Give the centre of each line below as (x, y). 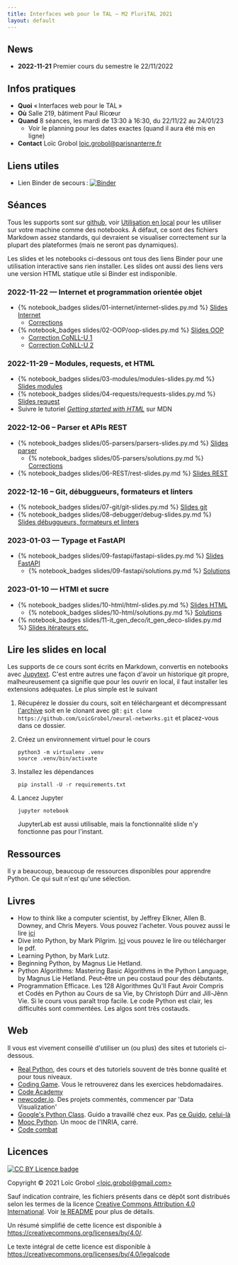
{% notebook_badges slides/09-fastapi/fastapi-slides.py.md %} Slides (121, 556)
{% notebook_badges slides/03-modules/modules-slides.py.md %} (116, 379)
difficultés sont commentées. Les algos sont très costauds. (104, 1008)
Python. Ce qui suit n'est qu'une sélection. (69, 879)
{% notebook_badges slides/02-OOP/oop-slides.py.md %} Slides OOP (121, 330)
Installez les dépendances (56, 772)
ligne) (36, 136)
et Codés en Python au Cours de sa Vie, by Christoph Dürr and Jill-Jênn (123, 993)
